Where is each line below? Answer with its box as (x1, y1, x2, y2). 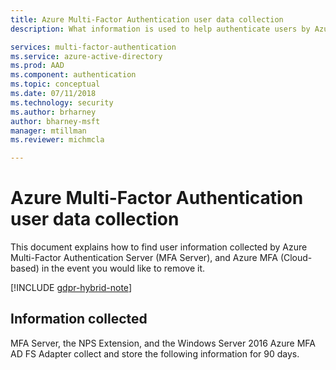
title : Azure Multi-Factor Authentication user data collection (10, 14, 284, 25)
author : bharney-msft (10, 116, 101, 126)
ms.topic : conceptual (10, 79, 101, 90)
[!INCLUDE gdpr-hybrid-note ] (10, 282, 132, 294)
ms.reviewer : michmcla (10, 135, 105, 145)
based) (10, 262, 40, 275)
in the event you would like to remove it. (41, 262, 206, 275)
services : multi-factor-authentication (10, 42, 177, 52)
